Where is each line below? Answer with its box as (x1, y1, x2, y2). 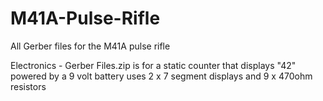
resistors (10, 80, 47, 92)
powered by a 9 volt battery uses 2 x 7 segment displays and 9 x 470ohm (10, 70, 313, 82)
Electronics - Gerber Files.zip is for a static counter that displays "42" (10, 59, 297, 71)
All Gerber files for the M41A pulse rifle (10, 40, 171, 52)
